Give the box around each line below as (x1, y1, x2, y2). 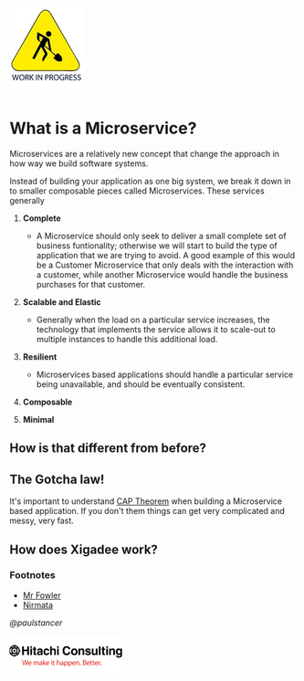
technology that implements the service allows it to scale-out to (36, 323, 276, 335)
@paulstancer (9, 617, 63, 628)
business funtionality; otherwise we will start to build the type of (36, 240, 278, 251)
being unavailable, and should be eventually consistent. (36, 378, 246, 390)
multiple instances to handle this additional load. (36, 333, 218, 344)
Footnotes (9, 569, 57, 581)
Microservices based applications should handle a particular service (36, 369, 294, 380)
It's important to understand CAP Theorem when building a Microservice (9, 496, 283, 507)
